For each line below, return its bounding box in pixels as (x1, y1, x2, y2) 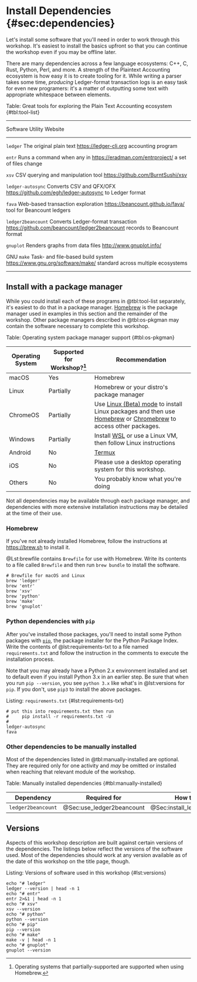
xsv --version (6, 906, 41, 912)
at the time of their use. (6, 509, 63, 517)
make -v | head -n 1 (6, 937, 57, 943)
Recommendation (116, 356, 167, 364)
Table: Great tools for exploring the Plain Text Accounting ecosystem (6, 102, 172, 109)
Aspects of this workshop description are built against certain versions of (6, 839, 184, 846)
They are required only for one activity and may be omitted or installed (6, 762, 177, 769)
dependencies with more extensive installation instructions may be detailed (6, 504, 188, 511)
